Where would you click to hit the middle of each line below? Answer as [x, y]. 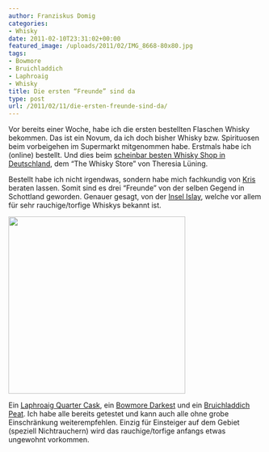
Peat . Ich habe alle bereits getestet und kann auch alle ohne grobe [119, 414]
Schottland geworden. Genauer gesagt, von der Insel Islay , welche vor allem [135, 197]
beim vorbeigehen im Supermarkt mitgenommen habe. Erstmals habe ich [130, 147]
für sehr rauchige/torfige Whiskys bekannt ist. [85, 205]
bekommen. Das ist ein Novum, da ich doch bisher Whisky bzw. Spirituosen [134, 138]
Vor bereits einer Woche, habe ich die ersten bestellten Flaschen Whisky [129, 130]
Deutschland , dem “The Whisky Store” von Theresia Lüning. [108, 164]
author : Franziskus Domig [52, 16]
